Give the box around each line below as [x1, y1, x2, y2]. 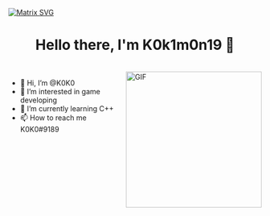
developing [19, 95, 58, 105]
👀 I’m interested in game [19, 86, 100, 96]
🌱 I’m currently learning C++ [19, 103, 114, 113]
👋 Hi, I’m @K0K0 [19, 77, 76, 88]
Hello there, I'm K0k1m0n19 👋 [35, 36, 235, 54]
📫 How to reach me [19, 113, 87, 123]
